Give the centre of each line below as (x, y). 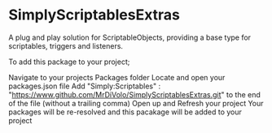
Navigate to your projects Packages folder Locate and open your (117, 77)
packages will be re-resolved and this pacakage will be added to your (125, 112)
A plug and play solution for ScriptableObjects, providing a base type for (129, 37)
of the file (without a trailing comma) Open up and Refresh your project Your (136, 103)
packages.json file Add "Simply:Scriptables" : (85, 86)
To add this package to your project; (69, 62)
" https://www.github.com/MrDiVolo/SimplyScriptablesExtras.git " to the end (134, 94)
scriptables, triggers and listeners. (66, 45)
